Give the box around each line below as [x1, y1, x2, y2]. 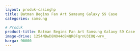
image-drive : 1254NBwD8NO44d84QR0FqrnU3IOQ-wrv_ [5, 34, 107, 39]
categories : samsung [5, 16, 48, 21]
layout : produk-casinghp [5, 7, 56, 12]
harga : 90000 [5, 38, 32, 44]
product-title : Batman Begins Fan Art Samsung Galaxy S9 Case [5, 30, 135, 34]
